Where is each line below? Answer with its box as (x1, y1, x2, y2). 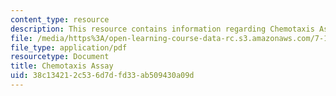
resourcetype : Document (10, 52, 110, 62)
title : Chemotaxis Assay (10, 61, 114, 71)
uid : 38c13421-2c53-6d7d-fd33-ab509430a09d (10, 71, 195, 81)
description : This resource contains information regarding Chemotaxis (10, 24, 315, 34)
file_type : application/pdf (10, 42, 128, 53)
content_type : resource (10, 14, 110, 25)
